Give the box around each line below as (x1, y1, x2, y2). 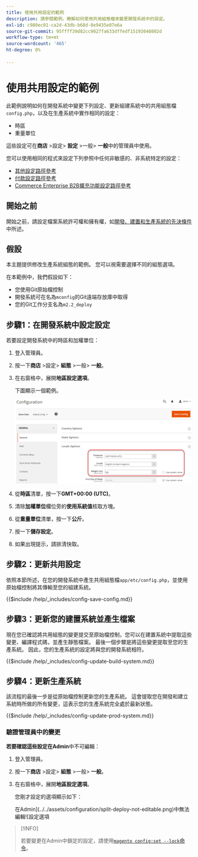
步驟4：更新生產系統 (6, 676, 81, 687)
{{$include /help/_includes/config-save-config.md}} (6, 595, 133, 603)
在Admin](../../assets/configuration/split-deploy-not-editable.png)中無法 (14, 806, 190, 813)
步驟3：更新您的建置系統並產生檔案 (6, 614, 136, 624)
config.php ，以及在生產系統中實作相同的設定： (6, 109, 121, 117)
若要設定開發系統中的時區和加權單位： (6, 337, 99, 344)
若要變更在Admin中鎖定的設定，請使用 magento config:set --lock (20, 837, 180, 844)
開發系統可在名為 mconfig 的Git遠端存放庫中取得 (14, 294, 128, 301)
